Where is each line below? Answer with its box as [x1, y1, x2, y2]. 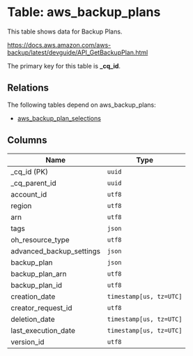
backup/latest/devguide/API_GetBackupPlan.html [7, 48, 148, 57]
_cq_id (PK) [10, 167, 49, 177]
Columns [7, 134, 47, 147]
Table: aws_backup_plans [7, 4, 161, 20]
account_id [10, 189, 47, 199]
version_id [10, 336, 45, 346]
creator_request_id [10, 303, 72, 313]
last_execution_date [10, 325, 75, 335]
